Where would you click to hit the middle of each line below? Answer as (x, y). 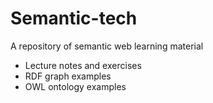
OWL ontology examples (75, 86)
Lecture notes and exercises (83, 65)
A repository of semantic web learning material (107, 46)
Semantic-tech (74, 18)
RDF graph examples (68, 76)
